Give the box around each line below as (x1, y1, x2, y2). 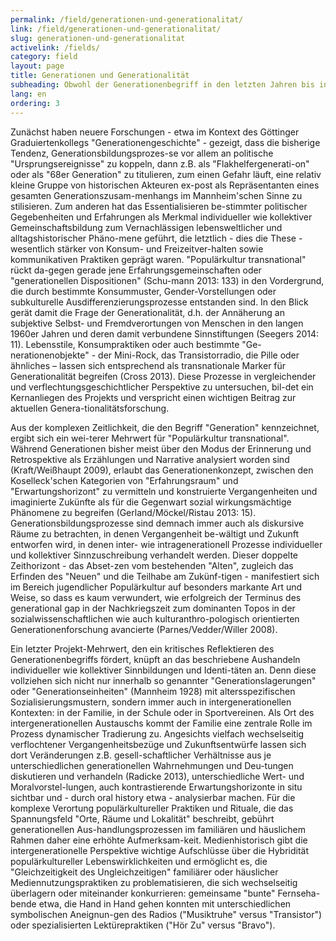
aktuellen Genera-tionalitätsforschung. (10, 402, 170, 414)
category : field (10, 52, 78, 62)
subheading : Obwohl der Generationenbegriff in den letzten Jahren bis (10, 80, 315, 90)
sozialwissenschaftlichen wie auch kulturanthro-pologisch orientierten (10, 612, 300, 625)
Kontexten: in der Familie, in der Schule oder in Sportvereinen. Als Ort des (10, 706, 315, 718)
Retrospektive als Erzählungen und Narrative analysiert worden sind (10, 453, 290, 465)
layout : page (10, 61, 65, 71)
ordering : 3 (10, 98, 60, 108)
